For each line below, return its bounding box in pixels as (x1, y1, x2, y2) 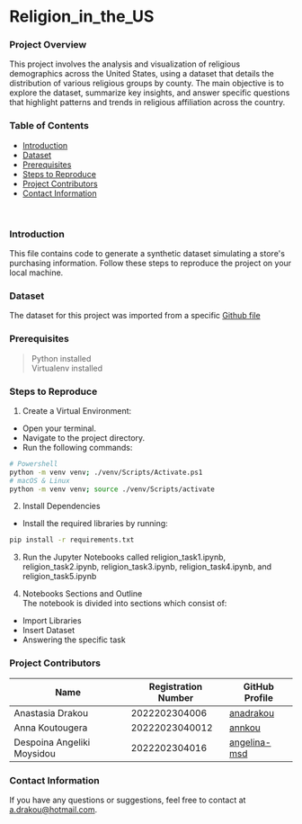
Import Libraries (22, 615, 83, 626)
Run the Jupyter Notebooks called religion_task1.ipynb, (22, 551, 226, 563)
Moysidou (13, 747, 56, 759)
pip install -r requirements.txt (9, 535, 135, 545)
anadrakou (228, 706, 275, 719)
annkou (228, 721, 261, 734)
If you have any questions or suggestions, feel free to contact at (9, 794, 246, 805)
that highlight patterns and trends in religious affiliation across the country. (9, 97, 286, 108)
